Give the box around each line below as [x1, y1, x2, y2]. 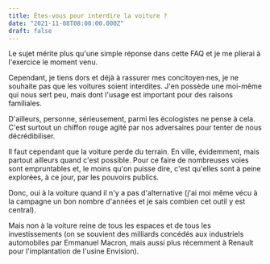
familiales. [8, 98, 43, 109]
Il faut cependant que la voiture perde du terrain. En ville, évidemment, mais [8, 146, 260, 157]
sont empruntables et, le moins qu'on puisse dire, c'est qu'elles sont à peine [8, 164, 261, 174]
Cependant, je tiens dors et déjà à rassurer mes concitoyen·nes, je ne [8, 73, 239, 83]
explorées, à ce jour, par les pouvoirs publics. [8, 172, 160, 182]
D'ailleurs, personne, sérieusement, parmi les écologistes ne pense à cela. [8, 114, 255, 124]
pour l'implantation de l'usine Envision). [8, 246, 139, 256]
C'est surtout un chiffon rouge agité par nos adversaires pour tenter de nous [8, 122, 262, 133]
